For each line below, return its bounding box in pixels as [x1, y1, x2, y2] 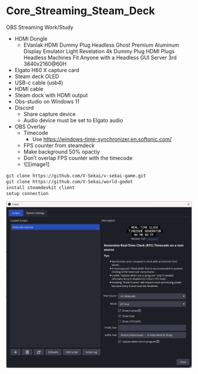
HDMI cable [14, 85, 44, 92]
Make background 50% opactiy [23, 148, 100, 155]
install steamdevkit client [6, 184, 75, 190]
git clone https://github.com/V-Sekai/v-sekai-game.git [6, 173, 146, 178]
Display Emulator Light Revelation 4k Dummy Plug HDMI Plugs [23, 47, 175, 54]
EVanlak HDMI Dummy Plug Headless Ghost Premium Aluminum [23, 41, 179, 48]
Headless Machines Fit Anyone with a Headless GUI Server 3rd [23, 54, 177, 61]
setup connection [6, 190, 49, 196]
